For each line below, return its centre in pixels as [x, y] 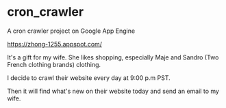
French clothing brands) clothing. [54, 64]
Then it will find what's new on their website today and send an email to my [113, 91]
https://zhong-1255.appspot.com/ [55, 44]
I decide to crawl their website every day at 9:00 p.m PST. [89, 78]
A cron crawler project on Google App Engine [71, 31]
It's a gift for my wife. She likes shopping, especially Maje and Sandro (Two [113, 57]
